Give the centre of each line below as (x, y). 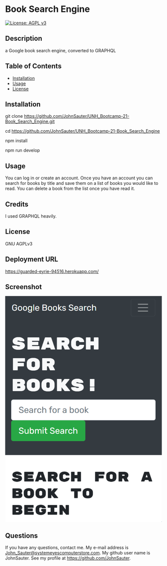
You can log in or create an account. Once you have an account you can (79, 178)
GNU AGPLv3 (19, 243)
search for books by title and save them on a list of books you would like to (82, 183)
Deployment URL (32, 259)
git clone (14, 116)
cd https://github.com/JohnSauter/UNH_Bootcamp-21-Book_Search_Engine (83, 131)
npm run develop (23, 151)
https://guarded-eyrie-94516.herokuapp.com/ (52, 271)
